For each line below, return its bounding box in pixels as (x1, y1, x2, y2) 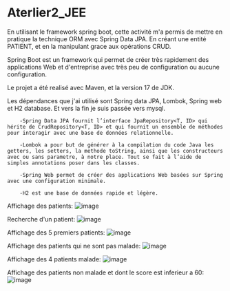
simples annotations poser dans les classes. (7, 160, 140, 166)
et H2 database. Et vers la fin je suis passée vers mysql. (7, 104, 166, 112)
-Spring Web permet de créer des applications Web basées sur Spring (19, 171, 224, 178)
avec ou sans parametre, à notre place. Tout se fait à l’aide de (7, 153, 202, 160)
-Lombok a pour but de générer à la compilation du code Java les (19, 141, 214, 149)
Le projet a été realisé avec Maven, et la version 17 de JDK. (7, 83, 174, 91)
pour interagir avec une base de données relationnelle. (7, 129, 174, 136)
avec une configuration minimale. (7, 177, 107, 184)
